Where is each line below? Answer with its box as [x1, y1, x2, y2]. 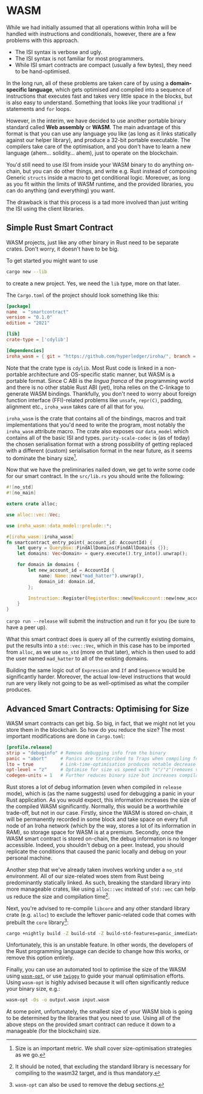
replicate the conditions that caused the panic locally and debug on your [6, 848, 187, 856]
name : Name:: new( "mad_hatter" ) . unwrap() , [38, 573, 145, 579]
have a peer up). [6, 624, 47, 631]
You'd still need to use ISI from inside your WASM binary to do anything [6, 161, 184, 168]
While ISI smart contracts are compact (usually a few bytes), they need [14, 61, 192, 69]
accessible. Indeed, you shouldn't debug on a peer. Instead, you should [6, 842, 184, 849]
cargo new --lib [6, 268, 47, 275]
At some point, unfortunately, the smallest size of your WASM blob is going [6, 1008, 193, 1015]
